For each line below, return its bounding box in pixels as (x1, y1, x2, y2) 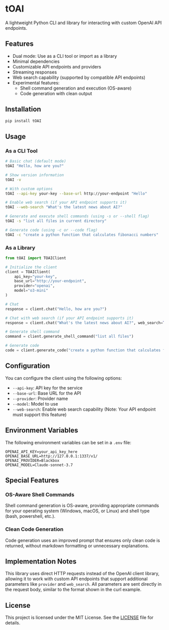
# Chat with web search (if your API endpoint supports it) (5, 316, 134, 321)
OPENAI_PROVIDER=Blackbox (5, 458, 59, 463)
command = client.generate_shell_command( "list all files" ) (5, 334, 134, 339)
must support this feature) (12, 411, 67, 418)
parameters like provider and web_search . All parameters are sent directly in (5, 581, 162, 587)
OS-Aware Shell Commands (5, 491, 74, 498)
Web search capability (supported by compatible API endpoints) (12, 74, 146, 81)
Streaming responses (12, 69, 57, 75)
